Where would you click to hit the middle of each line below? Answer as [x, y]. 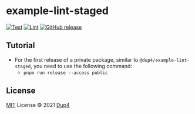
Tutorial [21, 46]
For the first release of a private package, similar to [76, 59]
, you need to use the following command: [81, 66]
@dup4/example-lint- [164, 60]
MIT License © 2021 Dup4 [38, 105]
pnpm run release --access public [65, 73]
